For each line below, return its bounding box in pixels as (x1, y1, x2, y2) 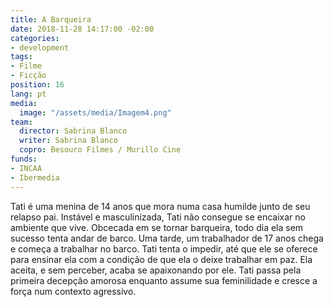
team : (10, 117, 33, 127)
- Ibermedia (10, 172, 60, 183)
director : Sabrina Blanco (19, 126, 128, 136)
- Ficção (10, 71, 47, 81)
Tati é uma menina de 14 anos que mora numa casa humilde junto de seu (10, 200, 311, 212)
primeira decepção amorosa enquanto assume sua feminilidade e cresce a (10, 274, 318, 286)
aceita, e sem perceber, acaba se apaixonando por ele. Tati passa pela (10, 264, 302, 276)
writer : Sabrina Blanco (19, 136, 118, 146)
